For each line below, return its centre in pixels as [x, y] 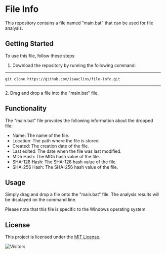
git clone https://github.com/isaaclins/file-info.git [63, 79]
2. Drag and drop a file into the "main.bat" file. [52, 93]
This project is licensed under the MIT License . [53, 237]
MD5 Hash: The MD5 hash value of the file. [56, 156]
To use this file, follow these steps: [40, 56]
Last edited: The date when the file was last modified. [67, 151]
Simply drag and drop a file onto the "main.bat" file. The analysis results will [82, 194]
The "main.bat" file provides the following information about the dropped [79, 121]
